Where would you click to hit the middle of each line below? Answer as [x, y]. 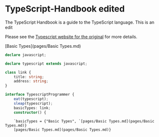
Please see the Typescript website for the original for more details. [71, 37]
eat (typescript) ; [31, 99]
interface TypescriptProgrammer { [40, 95]
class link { [18, 72]
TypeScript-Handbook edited [65, 9]
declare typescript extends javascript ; [46, 64]
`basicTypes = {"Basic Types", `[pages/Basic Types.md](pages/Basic [84, 121]
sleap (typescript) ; [33, 103]
